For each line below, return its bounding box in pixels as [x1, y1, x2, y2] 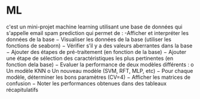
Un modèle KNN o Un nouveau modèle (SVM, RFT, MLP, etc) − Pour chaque [6, 67, 193, 74]
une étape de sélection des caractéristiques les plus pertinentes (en [6, 55, 174, 62]
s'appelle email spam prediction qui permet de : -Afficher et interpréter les [6, 29, 189, 36]
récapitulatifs [6, 86, 39, 93]
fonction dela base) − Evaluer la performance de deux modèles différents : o [6, 60, 194, 68]
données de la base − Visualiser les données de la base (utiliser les [6, 36, 172, 43]
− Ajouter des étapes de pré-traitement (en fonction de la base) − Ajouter [6, 48, 187, 55]
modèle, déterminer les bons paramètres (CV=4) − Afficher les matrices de [6, 74, 191, 81]
